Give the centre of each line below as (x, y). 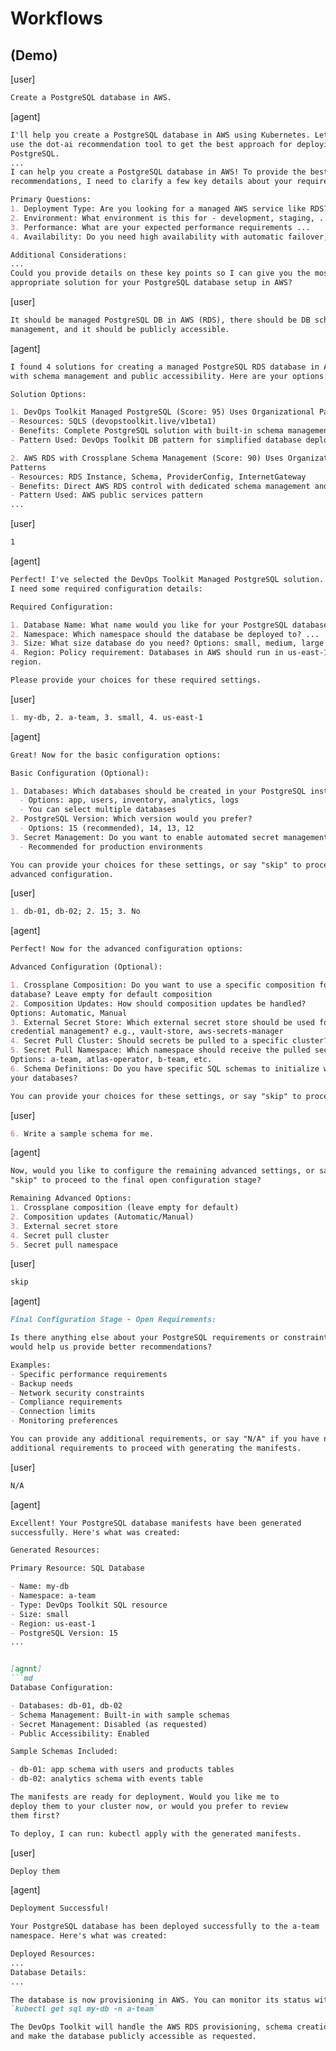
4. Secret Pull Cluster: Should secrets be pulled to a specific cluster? (169, 1041)
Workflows (56, 18)
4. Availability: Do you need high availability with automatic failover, (169, 237)
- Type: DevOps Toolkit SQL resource (89, 1605)
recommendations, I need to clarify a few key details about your (151, 182)
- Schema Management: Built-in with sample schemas (120, 1715)
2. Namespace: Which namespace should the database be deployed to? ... (165, 634)
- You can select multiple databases (98, 810)
